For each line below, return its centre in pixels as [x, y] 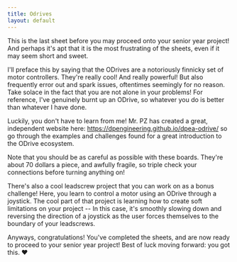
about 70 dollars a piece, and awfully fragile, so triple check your [102, 164]
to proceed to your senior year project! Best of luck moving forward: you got [119, 244]
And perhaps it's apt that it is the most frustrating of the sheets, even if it [114, 48]
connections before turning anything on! [66, 172]
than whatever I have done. [47, 107]
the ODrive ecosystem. [41, 143]
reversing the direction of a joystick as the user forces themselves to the [113, 216]
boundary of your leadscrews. [51, 223]
